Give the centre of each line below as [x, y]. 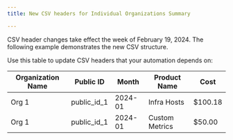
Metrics [161, 126]
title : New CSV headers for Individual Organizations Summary [99, 14]
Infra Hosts [166, 102]
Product [167, 77]
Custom [161, 117]
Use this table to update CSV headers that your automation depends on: [110, 60]
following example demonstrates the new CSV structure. [88, 46]
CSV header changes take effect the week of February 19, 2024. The [105, 40]
